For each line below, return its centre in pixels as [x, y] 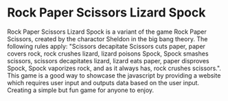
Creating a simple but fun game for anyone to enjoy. [81, 90]
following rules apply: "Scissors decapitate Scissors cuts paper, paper [106, 46]
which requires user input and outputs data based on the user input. [103, 82]
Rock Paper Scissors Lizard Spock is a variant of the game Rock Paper [107, 32]
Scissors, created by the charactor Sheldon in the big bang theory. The [107, 38]
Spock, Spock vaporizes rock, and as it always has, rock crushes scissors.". [114, 68]
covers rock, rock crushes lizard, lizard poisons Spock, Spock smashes [108, 54]
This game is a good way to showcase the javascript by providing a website [114, 75]
